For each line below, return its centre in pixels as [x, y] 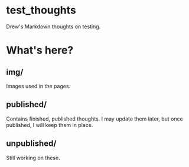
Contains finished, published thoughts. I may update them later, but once [94, 119]
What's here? [40, 50]
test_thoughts [41, 10]
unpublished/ [31, 144]
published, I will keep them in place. [50, 125]
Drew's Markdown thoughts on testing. [53, 26]
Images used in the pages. [38, 86]
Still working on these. [33, 158]
